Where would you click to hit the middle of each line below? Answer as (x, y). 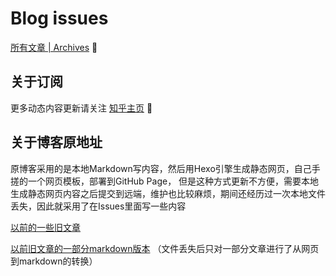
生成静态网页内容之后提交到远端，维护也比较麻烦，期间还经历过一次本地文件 (168, 193)
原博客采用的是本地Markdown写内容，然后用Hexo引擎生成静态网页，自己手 (165, 168)
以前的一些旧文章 (45, 227)
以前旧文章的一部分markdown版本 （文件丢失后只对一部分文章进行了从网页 (165, 248)
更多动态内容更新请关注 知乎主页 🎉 (81, 108)
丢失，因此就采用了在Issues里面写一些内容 (98, 206)
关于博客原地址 (56, 142)
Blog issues (59, 18)
